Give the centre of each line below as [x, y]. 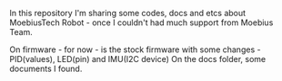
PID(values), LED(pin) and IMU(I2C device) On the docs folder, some [138, 59]
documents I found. [46, 68]
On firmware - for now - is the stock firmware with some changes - [135, 49]
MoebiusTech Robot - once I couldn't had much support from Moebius [141, 22]
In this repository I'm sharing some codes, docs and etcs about [128, 13]
